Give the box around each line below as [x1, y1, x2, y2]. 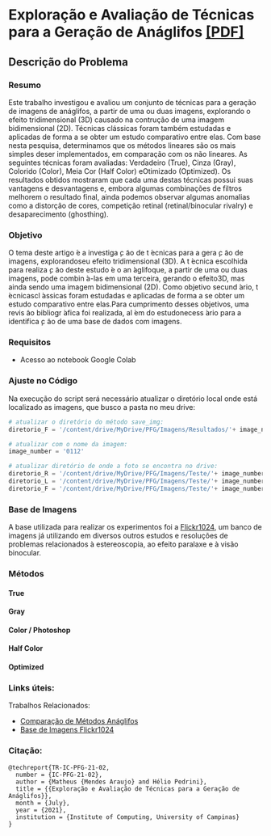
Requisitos [8, 337, 51, 348]
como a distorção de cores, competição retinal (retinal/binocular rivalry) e [8, 201, 253, 210]
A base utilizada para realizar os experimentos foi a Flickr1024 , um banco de [8, 522, 262, 532]
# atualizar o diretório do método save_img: [8, 418, 164, 426]
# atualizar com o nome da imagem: [8, 440, 128, 448]
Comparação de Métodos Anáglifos [19, 716, 139, 726]
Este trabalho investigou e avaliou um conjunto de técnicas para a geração [8, 97, 256, 107]
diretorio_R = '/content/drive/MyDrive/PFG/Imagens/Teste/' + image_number [8, 470, 265, 478]
